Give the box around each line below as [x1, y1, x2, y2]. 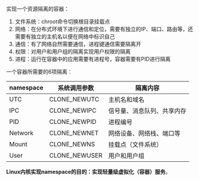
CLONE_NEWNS [49, 140, 95, 148]
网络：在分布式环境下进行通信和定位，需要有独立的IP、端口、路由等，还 [14, 26, 194, 32]
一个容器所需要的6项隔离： [6, 68, 73, 75]
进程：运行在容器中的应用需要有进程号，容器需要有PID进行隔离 [14, 56, 171, 62]
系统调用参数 [58, 84, 94, 92]
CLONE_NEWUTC [49, 95, 99, 103]
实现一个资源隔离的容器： [6, 5, 70, 12]
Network [9, 129, 34, 137]
